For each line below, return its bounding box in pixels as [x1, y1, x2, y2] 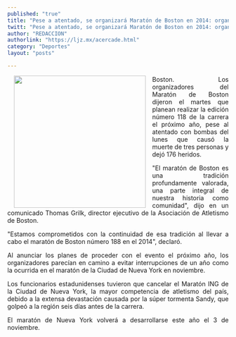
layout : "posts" [7, 50, 55, 57]
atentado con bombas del [152, 128, 229, 136]
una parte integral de [152, 186, 229, 195]
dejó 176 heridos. [152, 149, 202, 159]
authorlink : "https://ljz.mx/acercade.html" [7, 37, 140, 44]
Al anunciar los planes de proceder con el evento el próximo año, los [7, 251, 229, 259]
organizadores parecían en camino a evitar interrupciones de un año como [7, 258, 229, 266]
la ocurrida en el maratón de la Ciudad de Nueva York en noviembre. [7, 266, 206, 274]
